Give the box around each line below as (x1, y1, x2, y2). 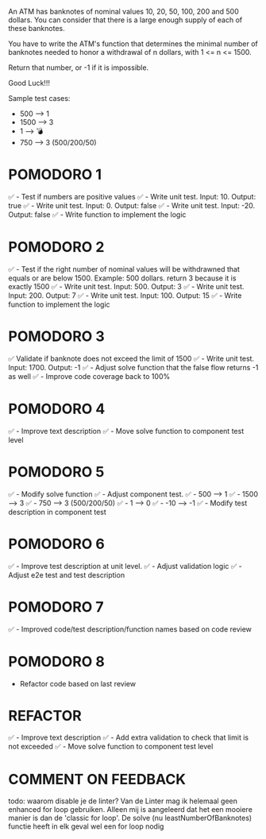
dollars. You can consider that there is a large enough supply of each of (8, 15, 243, 25)
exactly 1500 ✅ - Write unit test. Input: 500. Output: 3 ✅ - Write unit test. (8, 281, 245, 291)
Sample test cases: (8, 94, 71, 102)
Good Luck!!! (8, 79, 50, 87)
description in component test (8, 507, 107, 516)
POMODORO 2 (8, 238, 105, 257)
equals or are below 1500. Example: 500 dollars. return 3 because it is (8, 273, 237, 283)
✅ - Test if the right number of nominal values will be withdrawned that (8, 264, 241, 273)
